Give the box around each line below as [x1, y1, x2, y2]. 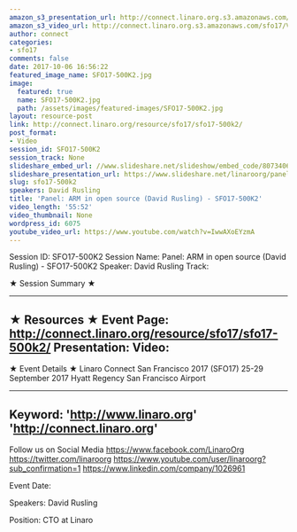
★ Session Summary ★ [9, 278, 96, 289]
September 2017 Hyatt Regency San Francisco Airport [9, 373, 206, 384]
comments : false [9, 54, 69, 63]
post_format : [9, 129, 57, 137]
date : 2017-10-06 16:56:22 [9, 63, 109, 72]
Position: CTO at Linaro [9, 515, 94, 525]
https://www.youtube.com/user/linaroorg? [113, 454, 267, 464]
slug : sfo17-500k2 [9, 178, 77, 187]
